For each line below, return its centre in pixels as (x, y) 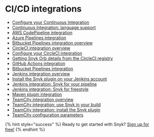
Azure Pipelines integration (39, 38)
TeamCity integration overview (43, 99)
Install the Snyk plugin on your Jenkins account (59, 79)
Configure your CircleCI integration (47, 53)
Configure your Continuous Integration (51, 22)
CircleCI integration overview (41, 48)
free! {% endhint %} (25, 129)
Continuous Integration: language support (54, 27)
